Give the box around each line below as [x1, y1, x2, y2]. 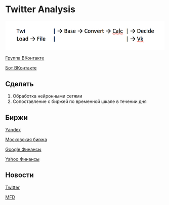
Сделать [5, 80, 34, 88]
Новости [5, 171, 34, 180]
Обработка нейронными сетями [12, 93, 82, 99]
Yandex [5, 126, 21, 132]
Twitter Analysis [5, 4, 76, 15]
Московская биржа [5, 136, 47, 143]
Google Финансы [5, 146, 41, 152]
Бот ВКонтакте [5, 65, 37, 71]
